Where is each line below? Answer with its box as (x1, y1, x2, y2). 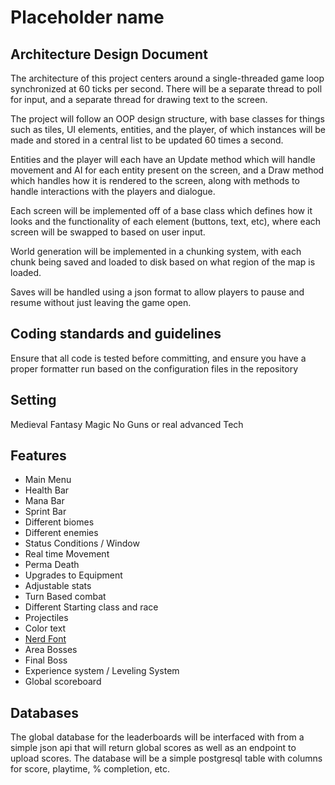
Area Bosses (24, 644, 78, 656)
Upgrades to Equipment (24, 569, 123, 581)
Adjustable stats (24, 580, 92, 592)
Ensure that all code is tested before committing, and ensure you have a (10, 352, 307, 364)
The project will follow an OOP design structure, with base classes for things (10, 113, 325, 125)
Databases (10, 704, 80, 721)
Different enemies (24, 527, 99, 539)
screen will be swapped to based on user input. (10, 226, 206, 238)
